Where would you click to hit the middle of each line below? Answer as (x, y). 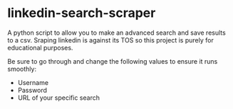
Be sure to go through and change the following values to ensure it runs (113, 61)
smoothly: (22, 69)
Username (33, 82)
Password (32, 90)
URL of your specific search (58, 98)
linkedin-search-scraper (82, 13)
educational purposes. (40, 47)
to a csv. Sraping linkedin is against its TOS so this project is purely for (110, 40)
